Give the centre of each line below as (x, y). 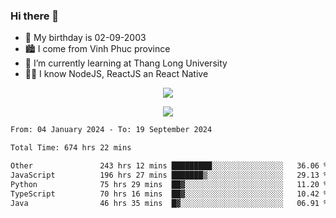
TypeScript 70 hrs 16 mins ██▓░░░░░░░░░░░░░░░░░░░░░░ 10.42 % (169, 194)
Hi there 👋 (35, 16)
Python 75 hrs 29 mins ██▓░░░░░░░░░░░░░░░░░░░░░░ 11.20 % (169, 184)
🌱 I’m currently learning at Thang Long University (126, 63)
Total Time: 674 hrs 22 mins (71, 148)
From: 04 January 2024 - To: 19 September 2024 (111, 130)
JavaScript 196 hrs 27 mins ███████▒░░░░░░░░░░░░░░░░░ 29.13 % (169, 175)
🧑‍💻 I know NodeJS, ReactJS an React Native (116, 74)
